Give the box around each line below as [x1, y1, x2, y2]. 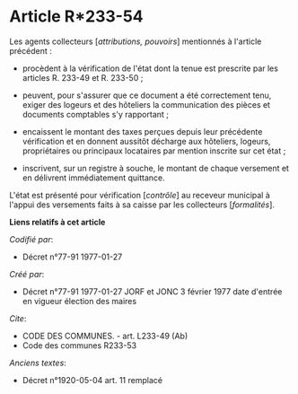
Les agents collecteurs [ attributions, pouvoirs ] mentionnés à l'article [9, 36, 262, 47]
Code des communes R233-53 [22, 339, 137, 351]
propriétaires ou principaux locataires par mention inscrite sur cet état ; [22, 145, 286, 156]
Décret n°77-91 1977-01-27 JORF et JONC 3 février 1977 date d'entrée [22, 285, 283, 297]
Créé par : [9, 268, 45, 279]
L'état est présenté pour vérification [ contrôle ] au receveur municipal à [9, 189, 271, 200]
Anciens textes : [9, 357, 67, 368]
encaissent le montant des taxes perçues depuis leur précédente [22, 126, 263, 136]
